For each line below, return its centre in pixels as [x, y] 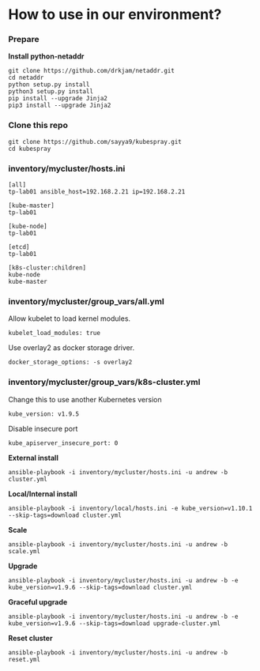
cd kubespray [30, 149]
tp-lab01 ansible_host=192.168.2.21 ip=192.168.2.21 [97, 192]
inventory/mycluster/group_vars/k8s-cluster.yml [104, 383]
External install [34, 458]
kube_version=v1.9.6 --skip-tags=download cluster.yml [100, 587]
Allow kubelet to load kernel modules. [70, 319]
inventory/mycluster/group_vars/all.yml [86, 302]
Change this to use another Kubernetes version [85, 399]
